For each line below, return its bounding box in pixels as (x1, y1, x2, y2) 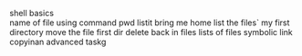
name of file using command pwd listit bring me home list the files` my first (9, 17, 290, 28)
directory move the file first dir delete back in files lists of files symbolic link (9, 27, 294, 37)
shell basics (9, 8, 55, 18)
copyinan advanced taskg (9, 36, 107, 47)
